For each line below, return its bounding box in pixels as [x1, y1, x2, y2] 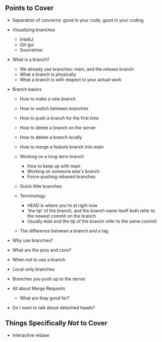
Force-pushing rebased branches [27, 173, 96, 179]
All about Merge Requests [12, 285, 65, 291]
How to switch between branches [19, 105, 89, 111]
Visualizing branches [12, 27, 55, 33]
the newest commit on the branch [27, 213, 96, 219]
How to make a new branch [19, 96, 76, 102]
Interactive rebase [12, 332, 50, 338]
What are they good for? [19, 295, 70, 301]
